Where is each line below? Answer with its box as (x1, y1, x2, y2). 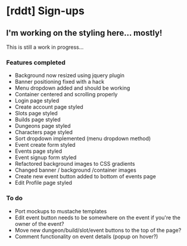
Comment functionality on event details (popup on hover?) (14, 233, 158, 240)
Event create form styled (14, 141, 76, 149)
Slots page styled (14, 110, 58, 117)
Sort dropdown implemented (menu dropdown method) (14, 135, 151, 142)
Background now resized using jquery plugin (14, 72, 125, 79)
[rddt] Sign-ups (6, 4, 85, 18)
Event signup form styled (14, 154, 77, 161)
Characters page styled (14, 129, 73, 136)
